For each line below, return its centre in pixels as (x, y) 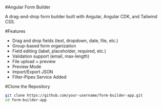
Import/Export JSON (33, 72)
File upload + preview (34, 61)
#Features (15, 31)
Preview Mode (27, 66)
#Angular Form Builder (28, 7)
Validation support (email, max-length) (51, 56)
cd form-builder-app (26, 100)
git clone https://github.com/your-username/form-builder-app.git (74, 95)
